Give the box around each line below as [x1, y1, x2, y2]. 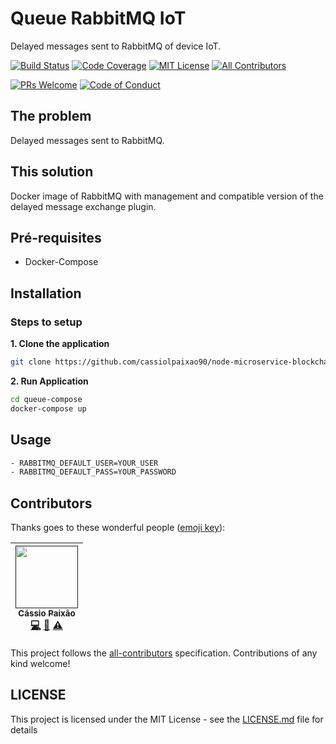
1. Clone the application [10, 338, 110, 350]
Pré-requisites [10, 229, 102, 246]
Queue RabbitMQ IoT [10, 7, 187, 30]
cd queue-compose [10, 394, 83, 404]
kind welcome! [10, 658, 71, 670]
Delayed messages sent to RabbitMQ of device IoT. [10, 40, 222, 52]
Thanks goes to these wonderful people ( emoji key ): [10, 522, 226, 534]
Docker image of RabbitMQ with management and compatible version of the [10, 190, 324, 202]
